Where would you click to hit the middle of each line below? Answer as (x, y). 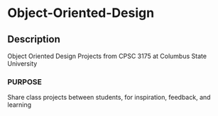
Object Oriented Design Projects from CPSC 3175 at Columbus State (107, 56)
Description (34, 39)
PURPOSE (25, 81)
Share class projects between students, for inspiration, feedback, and (109, 98)
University (22, 64)
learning (20, 105)
